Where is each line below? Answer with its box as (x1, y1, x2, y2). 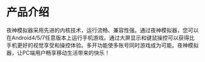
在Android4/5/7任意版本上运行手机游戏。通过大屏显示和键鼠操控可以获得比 (6, 34, 195, 41)
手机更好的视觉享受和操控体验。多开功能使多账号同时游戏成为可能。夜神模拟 (6, 42, 199, 49)
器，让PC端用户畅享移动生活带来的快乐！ (6, 49, 110, 56)
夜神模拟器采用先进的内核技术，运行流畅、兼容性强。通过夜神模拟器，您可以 (6, 26, 199, 34)
